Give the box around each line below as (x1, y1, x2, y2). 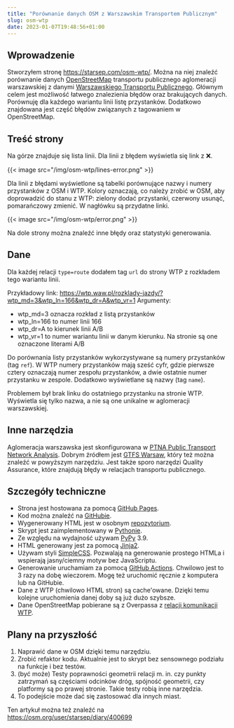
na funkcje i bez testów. (17, 662, 86, 670)
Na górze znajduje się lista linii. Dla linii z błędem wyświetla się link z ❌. (7, 151, 213, 160)
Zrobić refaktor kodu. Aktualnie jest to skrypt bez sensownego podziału (17, 655, 224, 663)
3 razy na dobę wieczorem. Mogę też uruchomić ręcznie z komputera (17, 571, 219, 579)
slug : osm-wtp (7, 17, 49, 24)
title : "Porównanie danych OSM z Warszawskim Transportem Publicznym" (7, 10, 218, 18)
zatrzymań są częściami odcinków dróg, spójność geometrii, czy (17, 678, 205, 686)
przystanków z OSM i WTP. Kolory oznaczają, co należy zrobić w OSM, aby (7, 187, 226, 195)
